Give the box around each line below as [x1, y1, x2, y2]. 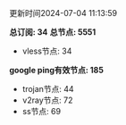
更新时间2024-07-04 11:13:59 [9, 8, 118, 18]
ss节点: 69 [21, 106, 61, 116]
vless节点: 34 [21, 46, 72, 56]
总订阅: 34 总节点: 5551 [9, 27, 97, 37]
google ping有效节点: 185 [9, 65, 105, 75]
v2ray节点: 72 [21, 95, 73, 105]
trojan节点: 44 [21, 84, 74, 94]
